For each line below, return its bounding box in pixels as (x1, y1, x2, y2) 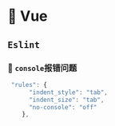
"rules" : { (10, 81, 47, 89)
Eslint (7, 39, 41, 50)
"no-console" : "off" (28, 103, 97, 111)
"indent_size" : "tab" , (28, 96, 105, 104)
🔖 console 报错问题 (7, 62, 77, 73)
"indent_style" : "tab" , (28, 88, 109, 96)
